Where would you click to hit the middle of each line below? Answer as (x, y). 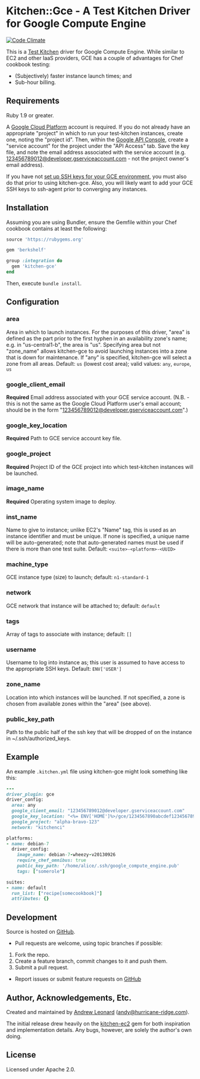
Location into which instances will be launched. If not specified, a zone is (96, 697)
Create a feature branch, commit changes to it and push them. (91, 961)
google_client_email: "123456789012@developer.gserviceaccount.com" (98, 811)
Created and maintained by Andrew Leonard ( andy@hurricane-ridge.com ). (98, 1012)
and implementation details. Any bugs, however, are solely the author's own (99, 1030)
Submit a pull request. (42, 968)
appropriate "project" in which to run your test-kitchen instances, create (95, 133)
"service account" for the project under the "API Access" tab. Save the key (98, 146)
